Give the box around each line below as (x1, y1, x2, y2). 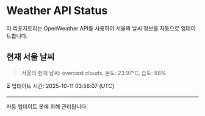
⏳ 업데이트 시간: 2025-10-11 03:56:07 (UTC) (6, 82, 115, 89)
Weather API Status (6, 4, 108, 18)
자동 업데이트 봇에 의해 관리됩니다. (6, 103, 88, 110)
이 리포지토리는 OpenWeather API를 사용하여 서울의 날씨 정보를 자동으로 (6, 24, 180, 32)
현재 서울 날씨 (6, 52, 55, 62)
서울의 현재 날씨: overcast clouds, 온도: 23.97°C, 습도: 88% (21, 69, 167, 76)
